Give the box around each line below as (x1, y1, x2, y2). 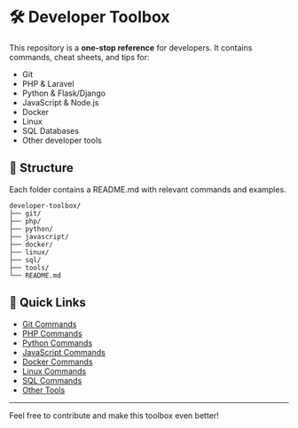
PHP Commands (21, 328, 82, 339)
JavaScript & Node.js (21, 97, 99, 107)
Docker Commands (21, 356, 93, 367)
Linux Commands (21, 365, 87, 377)
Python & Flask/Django (21, 88, 106, 98)
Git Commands (21, 318, 77, 329)
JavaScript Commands (21, 346, 106, 357)
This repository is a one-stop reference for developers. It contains (9, 42, 253, 53)
